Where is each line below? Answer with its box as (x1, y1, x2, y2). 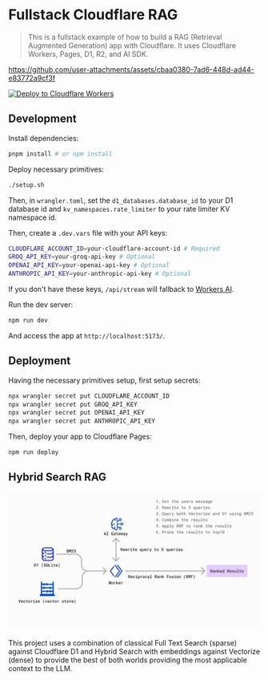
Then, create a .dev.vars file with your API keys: (8, 228, 168, 237)
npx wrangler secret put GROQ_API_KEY (8, 400, 138, 408)
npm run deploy (8, 448, 59, 456)
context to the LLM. (8, 663, 73, 673)
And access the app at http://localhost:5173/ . (8, 330, 166, 340)
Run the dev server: (8, 300, 74, 310)
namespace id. (8, 212, 58, 222)
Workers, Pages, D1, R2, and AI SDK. (27, 49, 149, 59)
